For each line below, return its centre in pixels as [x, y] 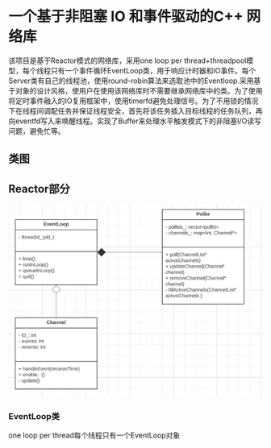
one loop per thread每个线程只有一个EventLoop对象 [94, 435]
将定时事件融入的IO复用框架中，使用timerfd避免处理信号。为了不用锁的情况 [133, 101]
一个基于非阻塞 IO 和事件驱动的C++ [126, 17]
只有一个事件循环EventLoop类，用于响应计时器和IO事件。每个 [153, 70]
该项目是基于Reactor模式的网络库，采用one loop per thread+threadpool [127, 60]
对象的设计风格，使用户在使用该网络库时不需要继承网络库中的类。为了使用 [139, 90]
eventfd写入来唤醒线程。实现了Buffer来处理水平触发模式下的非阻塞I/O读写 [138, 121]
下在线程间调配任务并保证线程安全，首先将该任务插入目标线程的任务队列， [132, 110]
